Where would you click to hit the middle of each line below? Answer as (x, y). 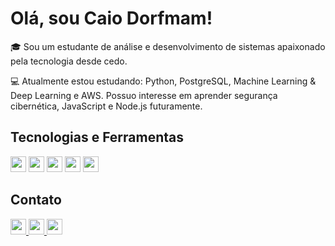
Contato (36, 200)
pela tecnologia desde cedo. (69, 61)
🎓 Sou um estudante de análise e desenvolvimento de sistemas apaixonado (168, 46)
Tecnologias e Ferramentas (97, 137)
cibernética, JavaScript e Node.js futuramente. (106, 106)
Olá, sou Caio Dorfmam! (111, 18)
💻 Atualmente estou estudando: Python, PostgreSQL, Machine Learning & (163, 81)
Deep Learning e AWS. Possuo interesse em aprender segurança (144, 95)
